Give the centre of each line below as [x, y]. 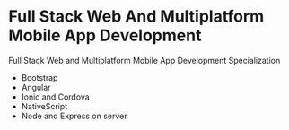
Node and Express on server [74, 116]
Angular [36, 87]
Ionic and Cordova [56, 97]
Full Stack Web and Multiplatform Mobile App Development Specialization [144, 60]
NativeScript [44, 106]
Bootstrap [39, 77]
